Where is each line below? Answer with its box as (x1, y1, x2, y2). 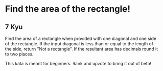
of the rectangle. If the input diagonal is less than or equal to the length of (5, 41, 153, 47)
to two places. (5, 51, 34, 57)
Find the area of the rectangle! (5, 3, 131, 15)
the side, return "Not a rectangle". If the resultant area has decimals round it (5, 46, 158, 52)
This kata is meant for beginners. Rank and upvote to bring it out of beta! (5, 61, 152, 66)
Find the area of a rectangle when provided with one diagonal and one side (5, 35, 157, 41)
